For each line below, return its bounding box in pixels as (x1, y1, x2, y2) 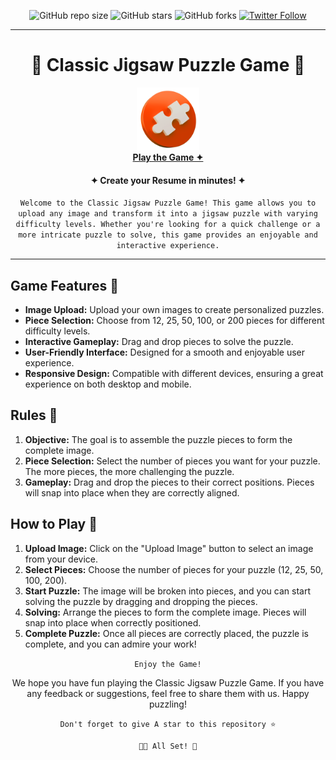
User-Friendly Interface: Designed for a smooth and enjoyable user (24, 346, 305, 358)
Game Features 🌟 (10, 277, 120, 294)
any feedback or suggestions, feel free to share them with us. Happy (26, 687, 310, 699)
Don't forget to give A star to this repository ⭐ (59, 719, 277, 729)
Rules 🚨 (10, 407, 58, 424)
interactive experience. (116, 241, 220, 251)
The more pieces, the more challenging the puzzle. (24, 465, 235, 477)
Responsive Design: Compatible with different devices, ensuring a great (24, 367, 324, 379)
